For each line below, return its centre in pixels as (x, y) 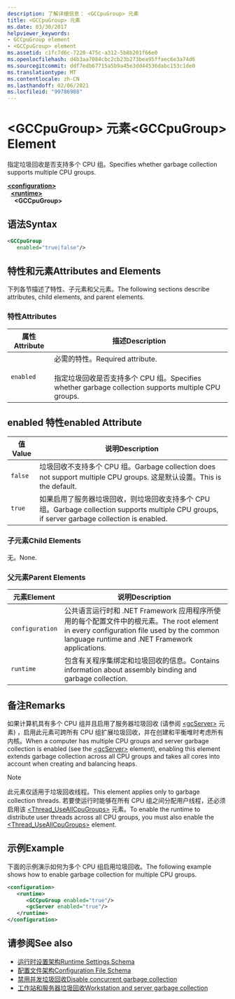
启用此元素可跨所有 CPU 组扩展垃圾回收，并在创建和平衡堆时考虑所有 (123, 732)
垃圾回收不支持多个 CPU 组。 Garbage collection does (127, 467)
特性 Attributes (32, 317)
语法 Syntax (32, 225)
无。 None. (22, 557)
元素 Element (34, 598)
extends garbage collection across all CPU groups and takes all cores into (114, 756)
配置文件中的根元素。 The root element (155, 621)
